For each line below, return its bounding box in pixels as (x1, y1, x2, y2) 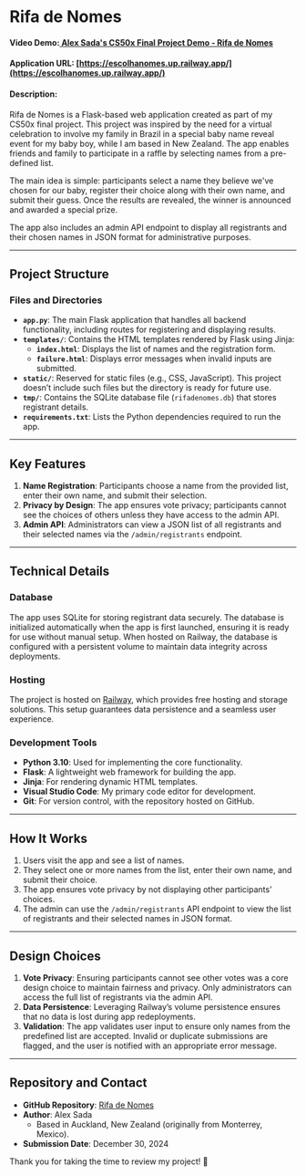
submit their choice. (22, 874, 98, 886)
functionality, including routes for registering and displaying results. (22, 324, 276, 335)
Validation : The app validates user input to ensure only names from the (22, 1020, 291, 1032)
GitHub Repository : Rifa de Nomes (22, 1099, 155, 1110)
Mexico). (36, 1129, 70, 1140)
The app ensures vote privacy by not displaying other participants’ (22, 884, 272, 895)
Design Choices (9, 948, 102, 963)
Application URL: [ (9, 57, 80, 69)
